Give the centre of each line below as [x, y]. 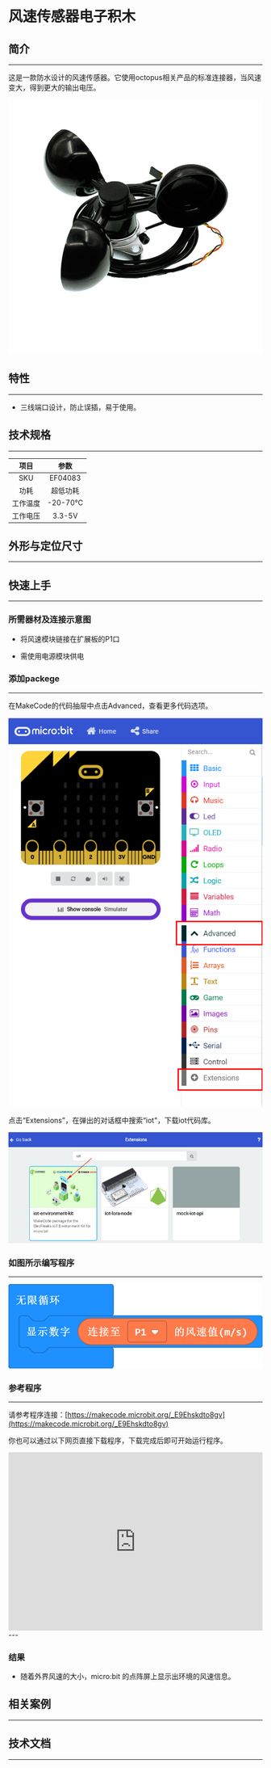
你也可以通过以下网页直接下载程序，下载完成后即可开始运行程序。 [118, 1440]
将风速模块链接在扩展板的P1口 [70, 638]
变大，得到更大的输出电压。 [54, 87]
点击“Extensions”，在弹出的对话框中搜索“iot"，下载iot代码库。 [112, 1120]
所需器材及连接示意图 [50, 620]
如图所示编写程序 [42, 1263]
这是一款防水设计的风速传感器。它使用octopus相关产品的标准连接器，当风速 [135, 77]
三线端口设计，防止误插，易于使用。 [80, 407]
